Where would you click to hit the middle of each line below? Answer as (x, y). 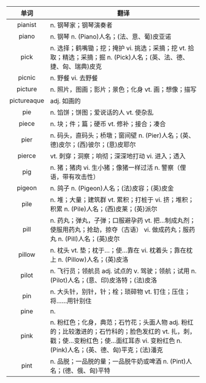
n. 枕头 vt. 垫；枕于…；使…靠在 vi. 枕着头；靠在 (118, 250)
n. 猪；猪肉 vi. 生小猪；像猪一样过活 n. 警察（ (115, 168)
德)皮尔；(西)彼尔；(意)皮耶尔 (93, 145)
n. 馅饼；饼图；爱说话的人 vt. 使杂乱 (102, 112)
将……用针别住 (71, 301)
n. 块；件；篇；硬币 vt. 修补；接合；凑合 (108, 124)
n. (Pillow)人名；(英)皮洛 (93, 260)
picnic (27, 78)
